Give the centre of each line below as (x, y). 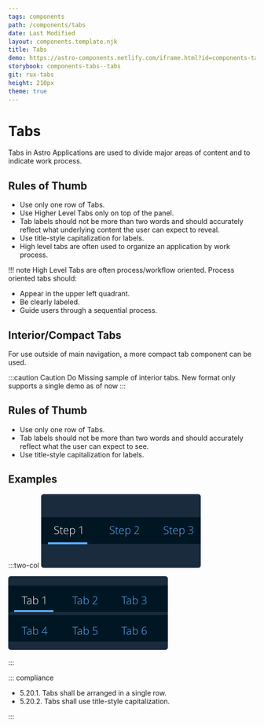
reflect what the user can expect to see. (84, 446)
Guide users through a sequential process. (88, 310)
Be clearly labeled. (49, 302)
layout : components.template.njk (63, 42)
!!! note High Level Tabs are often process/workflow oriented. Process (121, 270)
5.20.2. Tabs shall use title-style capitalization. (95, 701)
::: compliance (31, 677)
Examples (33, 479)
